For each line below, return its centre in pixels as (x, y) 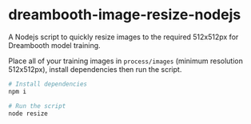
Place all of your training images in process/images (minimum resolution (126, 61)
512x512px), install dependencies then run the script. (95, 69)
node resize (28, 114)
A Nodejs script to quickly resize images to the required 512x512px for (124, 37)
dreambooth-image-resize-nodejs (125, 15)
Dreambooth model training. (55, 45)
